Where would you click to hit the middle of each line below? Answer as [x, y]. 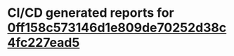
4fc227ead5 [44, 43]
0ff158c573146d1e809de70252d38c [117, 28]
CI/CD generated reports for [91, 13]
